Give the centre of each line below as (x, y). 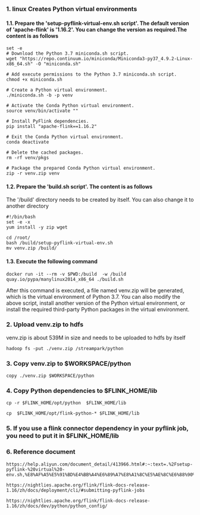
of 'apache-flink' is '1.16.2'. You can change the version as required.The (97, 29)
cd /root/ (18, 238)
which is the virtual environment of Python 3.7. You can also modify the (93, 296)
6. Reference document (41, 452)
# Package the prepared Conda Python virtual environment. (81, 168)
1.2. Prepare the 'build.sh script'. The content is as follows (79, 186)
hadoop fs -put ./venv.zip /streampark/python (65, 348)
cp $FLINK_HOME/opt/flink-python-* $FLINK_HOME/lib (73, 413)
